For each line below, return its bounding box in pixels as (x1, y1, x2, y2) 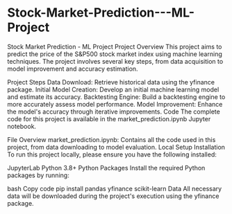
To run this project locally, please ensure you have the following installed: (7, 150, 217, 159)
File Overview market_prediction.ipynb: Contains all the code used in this (7, 135, 216, 143)
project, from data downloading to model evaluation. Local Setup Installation (7, 143, 226, 151)
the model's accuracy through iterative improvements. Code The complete (7, 107, 220, 116)
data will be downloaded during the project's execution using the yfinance (7, 192, 219, 200)
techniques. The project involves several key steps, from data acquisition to (7, 57, 224, 65)
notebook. (7, 122, 37, 130)
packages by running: (7, 171, 69, 179)
